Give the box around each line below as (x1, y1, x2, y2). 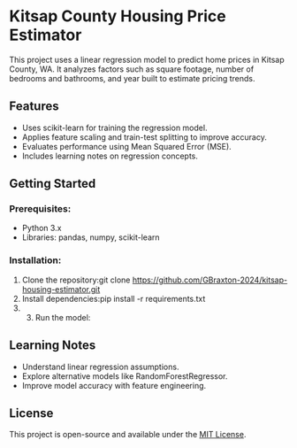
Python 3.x (21, 223, 62, 234)
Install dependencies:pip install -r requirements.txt (21, 293, 206, 304)
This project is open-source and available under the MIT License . (9, 429, 247, 440)
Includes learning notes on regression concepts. (21, 151, 199, 161)
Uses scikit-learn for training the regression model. (21, 122, 208, 133)
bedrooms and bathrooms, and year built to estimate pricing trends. (9, 73, 255, 83)
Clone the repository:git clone (21, 274, 131, 285)
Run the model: (34, 312, 91, 322)
